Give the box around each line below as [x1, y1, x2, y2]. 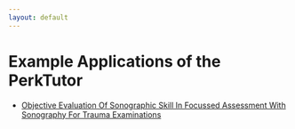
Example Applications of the [8, 51, 221, 71]
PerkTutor [8, 70, 84, 90]
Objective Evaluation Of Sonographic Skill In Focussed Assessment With [20, 100, 286, 110]
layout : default [8, 12, 68, 22]
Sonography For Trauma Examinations [20, 109, 162, 120]
